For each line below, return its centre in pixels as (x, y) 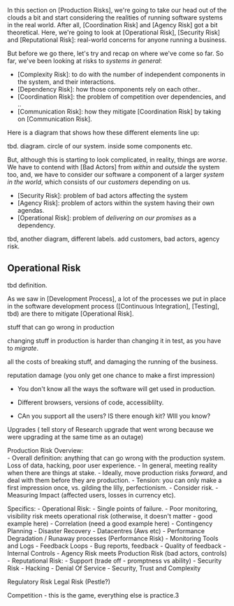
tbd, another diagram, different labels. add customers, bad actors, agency (114, 239)
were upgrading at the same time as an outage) (75, 437)
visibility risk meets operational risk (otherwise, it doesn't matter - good (110, 516)
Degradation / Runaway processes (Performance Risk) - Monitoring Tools (113, 538)
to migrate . (23, 348)
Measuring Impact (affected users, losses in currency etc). (92, 495)
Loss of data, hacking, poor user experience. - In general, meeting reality (112, 465)
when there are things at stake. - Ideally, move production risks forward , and (117, 472)
